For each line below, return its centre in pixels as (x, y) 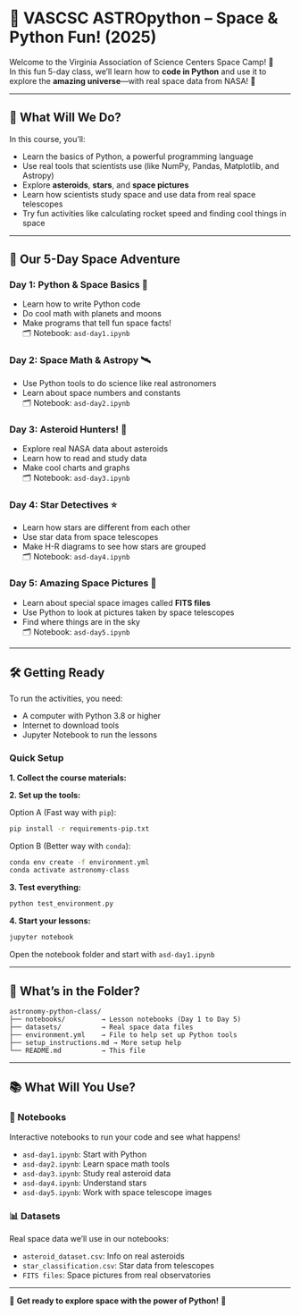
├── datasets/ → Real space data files (101, 1027)
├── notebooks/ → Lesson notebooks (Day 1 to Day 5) (125, 1019)
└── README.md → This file (77, 1050)
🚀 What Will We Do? (66, 118)
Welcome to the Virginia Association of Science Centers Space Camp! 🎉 (142, 62)
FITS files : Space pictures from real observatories (117, 1275)
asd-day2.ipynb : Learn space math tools (96, 1163)
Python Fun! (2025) (83, 37)
